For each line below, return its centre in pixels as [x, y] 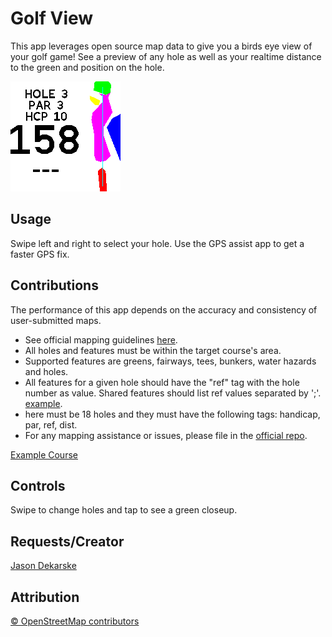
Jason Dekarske [43, 566]
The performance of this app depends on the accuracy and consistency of [164, 309]
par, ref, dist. [51, 424]
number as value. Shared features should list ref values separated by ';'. [173, 393]
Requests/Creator [67, 541]
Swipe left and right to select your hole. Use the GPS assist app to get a [157, 243]
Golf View [52, 18]
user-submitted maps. [56, 320]
